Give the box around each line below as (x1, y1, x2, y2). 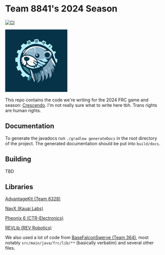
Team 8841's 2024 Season (5, 3, 118, 14)
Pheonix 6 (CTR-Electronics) (5, 215, 64, 221)
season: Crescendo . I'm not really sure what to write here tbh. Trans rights (5, 102, 158, 108)
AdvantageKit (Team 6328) (5, 196, 61, 202)
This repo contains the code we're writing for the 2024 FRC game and (5, 97, 149, 103)
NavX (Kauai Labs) (5, 206, 44, 212)
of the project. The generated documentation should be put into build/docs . (5, 140, 161, 146)
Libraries (5, 183, 33, 191)
